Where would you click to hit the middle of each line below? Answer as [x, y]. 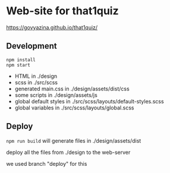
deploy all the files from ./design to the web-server [68, 152]
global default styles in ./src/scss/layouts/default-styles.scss [89, 101]
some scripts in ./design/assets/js [56, 95]
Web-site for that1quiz [62, 11]
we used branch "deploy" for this [47, 163]
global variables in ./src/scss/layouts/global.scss [74, 108]
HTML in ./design [36, 76]
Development [32, 46]
